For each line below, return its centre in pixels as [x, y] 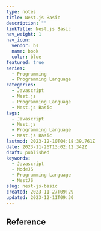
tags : [13, 113]
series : [16, 68]
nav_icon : [19, 40]
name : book [25, 51]
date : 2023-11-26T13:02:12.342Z [47, 147]
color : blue [27, 57]
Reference [26, 222]
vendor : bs [25, 46]
